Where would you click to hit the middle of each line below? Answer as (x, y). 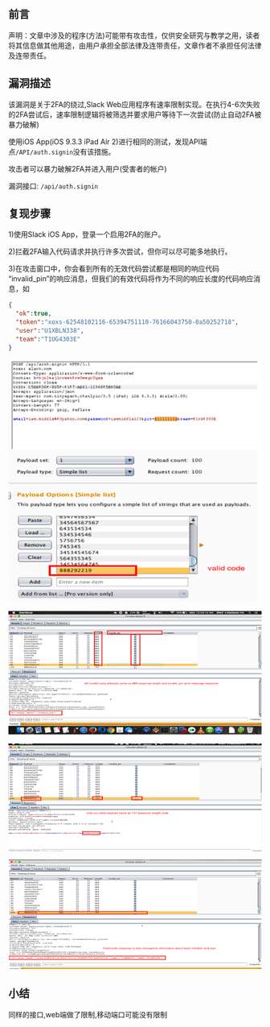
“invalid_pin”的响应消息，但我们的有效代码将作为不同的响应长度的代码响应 (131, 279)
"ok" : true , (34, 314)
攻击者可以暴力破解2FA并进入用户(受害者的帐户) (88, 168)
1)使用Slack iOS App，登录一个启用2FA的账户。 (87, 234)
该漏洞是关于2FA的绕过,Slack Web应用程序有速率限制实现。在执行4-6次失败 (135, 104)
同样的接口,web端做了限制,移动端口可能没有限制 (88, 1014)
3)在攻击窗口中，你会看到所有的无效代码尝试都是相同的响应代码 (114, 269)
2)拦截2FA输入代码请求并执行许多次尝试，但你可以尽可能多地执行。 (120, 251)
